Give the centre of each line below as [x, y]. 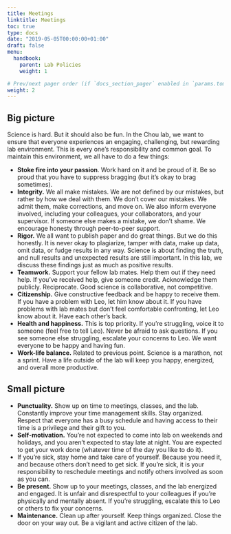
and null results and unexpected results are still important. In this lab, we [119, 258]
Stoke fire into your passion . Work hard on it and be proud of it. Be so [117, 170]
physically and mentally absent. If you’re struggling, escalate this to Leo [119, 501]
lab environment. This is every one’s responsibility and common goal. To [109, 150]
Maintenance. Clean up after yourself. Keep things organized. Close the [119, 515]
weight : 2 [21, 90]
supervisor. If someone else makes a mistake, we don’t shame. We [111, 221]
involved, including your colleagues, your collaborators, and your [109, 214]
